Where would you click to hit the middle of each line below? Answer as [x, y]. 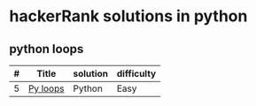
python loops [47, 49]
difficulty [136, 74]
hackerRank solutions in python [128, 16]
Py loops [46, 88]
